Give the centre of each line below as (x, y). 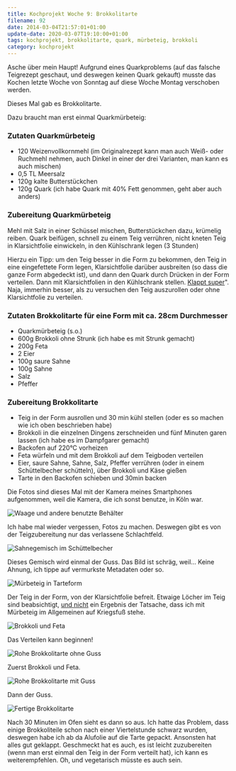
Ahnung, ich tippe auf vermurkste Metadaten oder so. (86, 570)
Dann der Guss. (30, 695)
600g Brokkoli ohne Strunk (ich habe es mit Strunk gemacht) (106, 338)
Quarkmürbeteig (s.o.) (50, 330)
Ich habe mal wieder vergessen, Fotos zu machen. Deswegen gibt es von (114, 527)
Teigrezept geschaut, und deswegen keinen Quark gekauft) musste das (112, 75)
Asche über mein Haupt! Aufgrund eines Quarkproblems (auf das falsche (114, 67)
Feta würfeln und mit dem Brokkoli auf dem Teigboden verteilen (111, 455)
